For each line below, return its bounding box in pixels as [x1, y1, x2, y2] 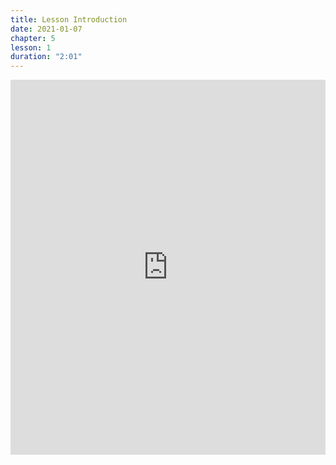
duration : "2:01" [10, 52, 83, 62]
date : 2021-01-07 [10, 24, 83, 34]
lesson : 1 [10, 42, 52, 53]
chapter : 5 [10, 33, 56, 43]
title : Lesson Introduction [10, 14, 128, 25]
